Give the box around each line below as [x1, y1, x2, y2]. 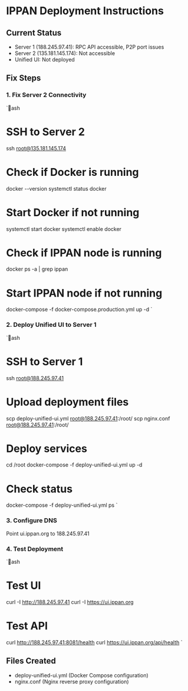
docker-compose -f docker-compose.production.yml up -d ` [6, 306, 153, 313]
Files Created [6, 656, 56, 666]
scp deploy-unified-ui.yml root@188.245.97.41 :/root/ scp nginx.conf [6, 414, 170, 422]
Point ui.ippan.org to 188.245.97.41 [6, 530, 90, 537]
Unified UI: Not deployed [14, 56, 75, 63]
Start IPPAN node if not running [6, 286, 163, 300]
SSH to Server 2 [6, 125, 85, 139]
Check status [6, 482, 72, 496]
